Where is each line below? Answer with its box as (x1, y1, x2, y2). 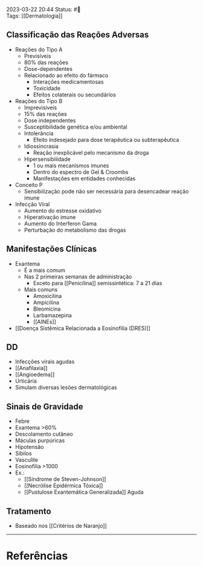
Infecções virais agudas (14, 358, 75, 365)
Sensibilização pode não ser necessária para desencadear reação (24, 187, 189, 195)
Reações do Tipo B (14, 97, 63, 104)
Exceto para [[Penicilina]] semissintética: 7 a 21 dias (33, 279, 163, 286)
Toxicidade (33, 84, 61, 92)
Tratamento (6, 506, 51, 516)
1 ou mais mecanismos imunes (33, 161, 109, 169)
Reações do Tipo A (14, 45, 63, 53)
